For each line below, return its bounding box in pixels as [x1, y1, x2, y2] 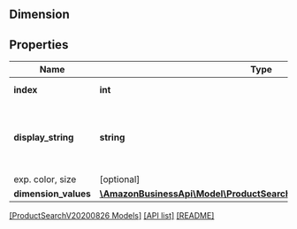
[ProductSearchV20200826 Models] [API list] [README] [9, 210, 215, 221]
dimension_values [13, 187, 91, 200]
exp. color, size [13, 173, 77, 186]
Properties [9, 37, 69, 52]
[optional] [99, 173, 141, 186]
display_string [13, 132, 74, 144]
